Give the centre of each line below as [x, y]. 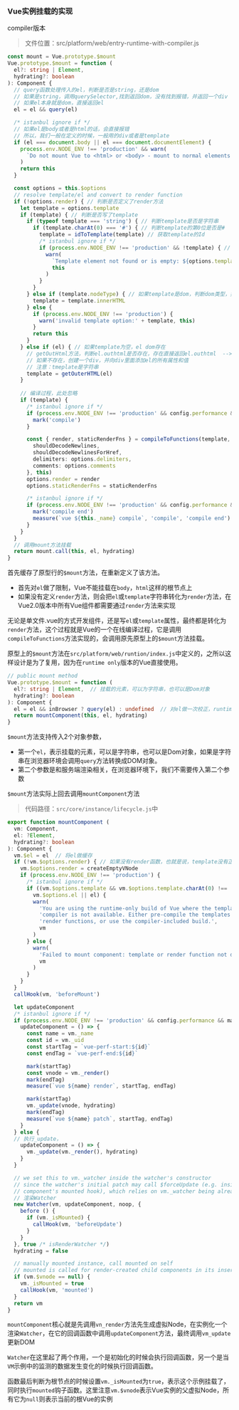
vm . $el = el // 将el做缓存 [53, 856]
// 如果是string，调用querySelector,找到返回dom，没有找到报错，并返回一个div [121, 96]
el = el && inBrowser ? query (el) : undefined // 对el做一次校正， [113, 709]
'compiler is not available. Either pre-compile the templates [135, 915]
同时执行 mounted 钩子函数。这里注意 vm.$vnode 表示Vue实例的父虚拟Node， [115, 1390]
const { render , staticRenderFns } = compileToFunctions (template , [128, 439]
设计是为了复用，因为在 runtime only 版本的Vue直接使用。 [98, 663]
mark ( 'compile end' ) [63, 512]
